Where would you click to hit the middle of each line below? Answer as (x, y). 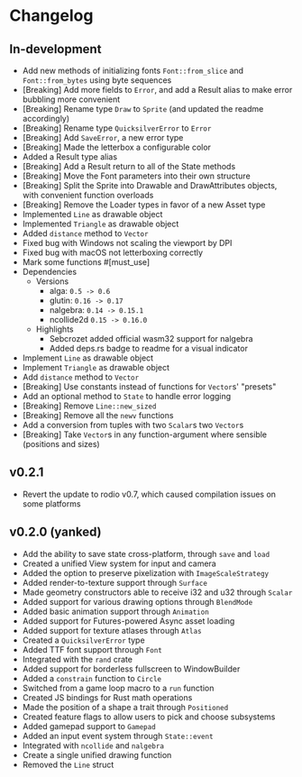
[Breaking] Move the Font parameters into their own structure (136, 176)
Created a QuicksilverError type (84, 640)
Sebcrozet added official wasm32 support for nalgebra (151, 338)
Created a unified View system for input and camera (119, 563)
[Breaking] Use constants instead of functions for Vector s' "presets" (149, 387)
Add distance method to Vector (81, 377)
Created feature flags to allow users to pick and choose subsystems (149, 717)
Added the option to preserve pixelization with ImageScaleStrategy (145, 572)
